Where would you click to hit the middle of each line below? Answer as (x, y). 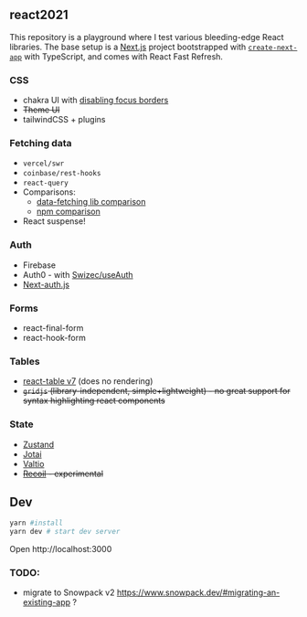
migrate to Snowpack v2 (69, 592)
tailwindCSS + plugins (64, 120)
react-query (45, 183)
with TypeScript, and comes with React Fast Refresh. (124, 56)
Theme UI (41, 110)
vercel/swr (43, 164)
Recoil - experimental (63, 473)
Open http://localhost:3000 (61, 549)
